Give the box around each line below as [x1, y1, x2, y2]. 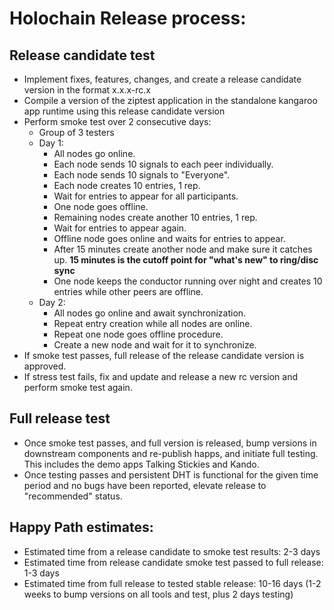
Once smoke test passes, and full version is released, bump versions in [23, 437, 317, 449]
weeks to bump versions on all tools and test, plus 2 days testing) [23, 588, 294, 600]
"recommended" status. [23, 490, 123, 502]
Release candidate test [9, 47, 156, 64]
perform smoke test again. [23, 382, 133, 393]
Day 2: [38, 297, 66, 308]
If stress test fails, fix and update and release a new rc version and [23, 371, 299, 382]
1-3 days [23, 567, 60, 579]
